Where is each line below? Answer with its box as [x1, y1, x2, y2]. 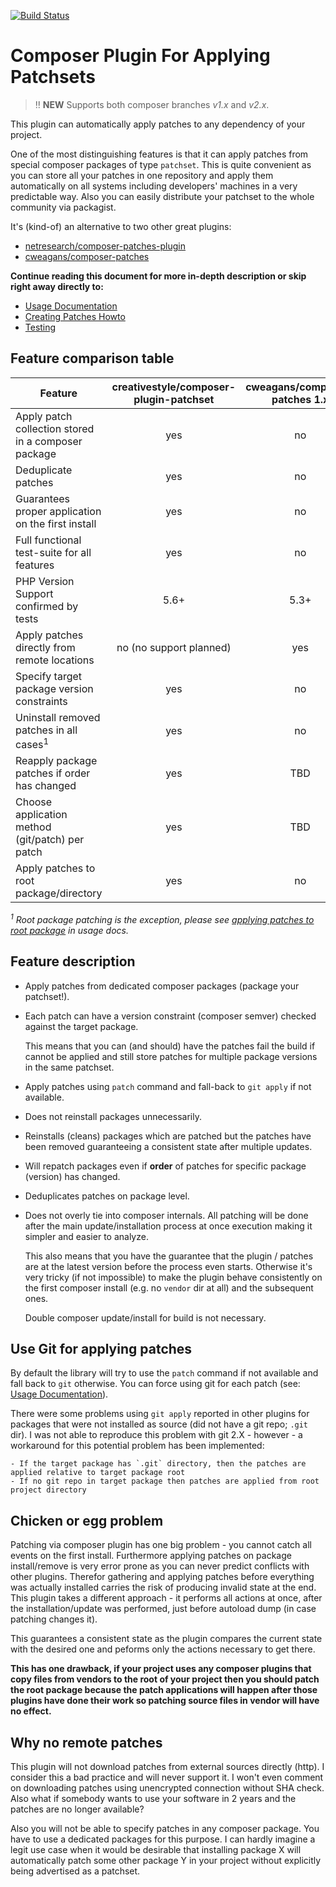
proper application [15, 504, 102, 518]
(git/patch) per [15, 833, 85, 847]
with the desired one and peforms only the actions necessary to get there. [10, 1643, 316, 1655]
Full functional [15, 533, 82, 547]
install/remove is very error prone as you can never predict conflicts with [10, 1560, 310, 1572]
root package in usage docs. [10, 924, 129, 936]
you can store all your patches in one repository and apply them [10, 169, 274, 181]
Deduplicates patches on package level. [24, 1190, 190, 1202]
